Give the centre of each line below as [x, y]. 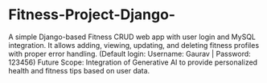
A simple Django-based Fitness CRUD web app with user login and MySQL [132, 37]
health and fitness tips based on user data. [79, 70]
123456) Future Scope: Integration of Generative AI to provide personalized [133, 62]
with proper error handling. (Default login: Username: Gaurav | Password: [129, 53]
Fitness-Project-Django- [92, 15]
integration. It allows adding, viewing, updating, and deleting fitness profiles [134, 45]
